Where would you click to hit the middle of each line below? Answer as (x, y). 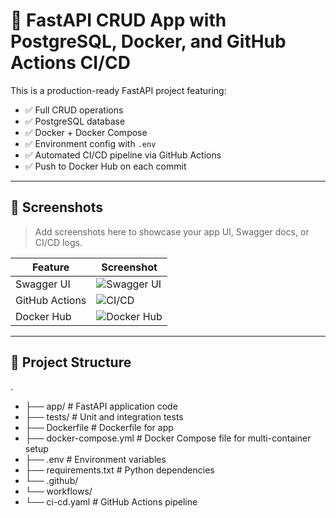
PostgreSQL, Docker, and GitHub (148, 41)
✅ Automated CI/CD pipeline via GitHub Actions (123, 155)
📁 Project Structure (71, 362)
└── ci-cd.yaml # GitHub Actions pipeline (111, 501)
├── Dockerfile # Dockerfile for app (99, 427)
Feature (50, 267)
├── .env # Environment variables (95, 459)
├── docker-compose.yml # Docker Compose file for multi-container (168, 438)
